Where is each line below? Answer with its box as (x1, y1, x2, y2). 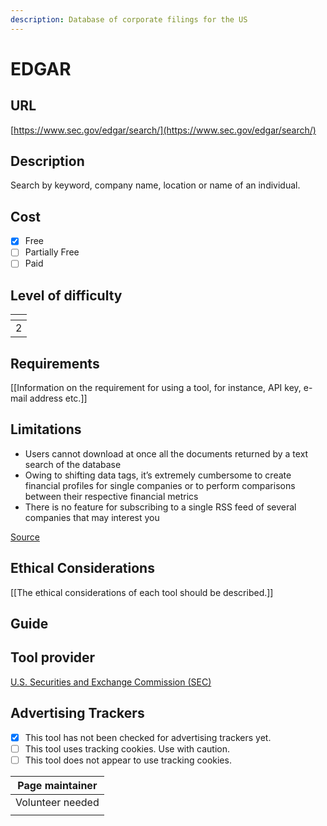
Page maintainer (17, 778, 98, 792)
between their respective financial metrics (24, 490, 199, 502)
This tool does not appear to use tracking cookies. (24, 754, 232, 766)
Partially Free (24, 246, 80, 258)
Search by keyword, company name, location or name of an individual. (10, 179, 301, 191)
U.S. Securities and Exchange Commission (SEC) (10, 676, 212, 688)
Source (10, 531, 40, 543)
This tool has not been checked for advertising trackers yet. (24, 731, 272, 743)
